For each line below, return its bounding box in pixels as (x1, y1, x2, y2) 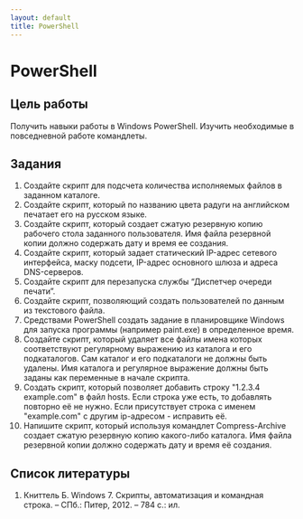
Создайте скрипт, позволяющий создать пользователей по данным (23, 296, 285, 307)
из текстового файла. (23, 305, 106, 316)
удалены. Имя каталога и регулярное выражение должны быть (23, 363, 269, 373)
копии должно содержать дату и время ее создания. (23, 238, 229, 249)
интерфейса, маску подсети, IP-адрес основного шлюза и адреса (23, 257, 279, 268)
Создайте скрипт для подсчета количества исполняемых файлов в (23, 180, 282, 191)
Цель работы (10, 97, 88, 112)
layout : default (10, 13, 71, 23)
